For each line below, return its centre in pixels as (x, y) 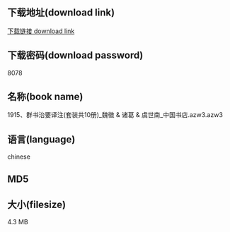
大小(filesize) (36, 205)
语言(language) (41, 139)
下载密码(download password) (75, 55)
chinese (19, 157)
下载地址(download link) (61, 13)
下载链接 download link (41, 31)
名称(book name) (45, 97)
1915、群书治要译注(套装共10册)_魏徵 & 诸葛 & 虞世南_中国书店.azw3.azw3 (115, 115)
